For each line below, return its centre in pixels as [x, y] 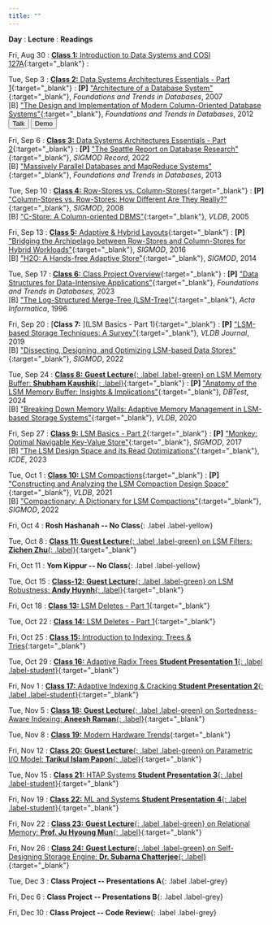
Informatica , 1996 [38, 308]
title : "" [25, 16]
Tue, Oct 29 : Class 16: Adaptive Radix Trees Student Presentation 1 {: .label [136, 661]
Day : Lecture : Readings [51, 39]
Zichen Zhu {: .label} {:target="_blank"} [73, 549]
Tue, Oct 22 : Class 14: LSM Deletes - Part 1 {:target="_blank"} [112, 621]
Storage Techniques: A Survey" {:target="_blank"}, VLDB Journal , [140, 332]
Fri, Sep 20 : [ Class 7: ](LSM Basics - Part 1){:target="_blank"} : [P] [121, 324]
